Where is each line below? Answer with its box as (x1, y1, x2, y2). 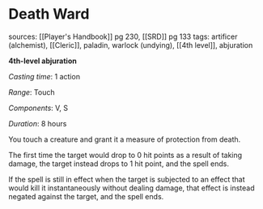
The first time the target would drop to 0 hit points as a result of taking (8, 150, 243, 160)
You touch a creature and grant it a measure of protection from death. (8, 134, 241, 144)
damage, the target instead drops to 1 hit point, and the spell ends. (8, 159, 229, 168)
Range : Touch (8, 87, 55, 97)
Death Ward (8, 5, 90, 23)
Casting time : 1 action (8, 71, 81, 81)
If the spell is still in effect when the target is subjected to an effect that (8, 174, 245, 184)
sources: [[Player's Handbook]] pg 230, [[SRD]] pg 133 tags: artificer (8, 32, 238, 41)
